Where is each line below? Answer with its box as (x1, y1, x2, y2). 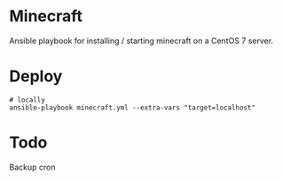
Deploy (9, 66, 63, 87)
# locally (9, 95, 46, 104)
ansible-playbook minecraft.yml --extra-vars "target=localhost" (9, 103, 255, 112)
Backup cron (9, 162, 56, 172)
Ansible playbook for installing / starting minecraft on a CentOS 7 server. (9, 35, 274, 46)
